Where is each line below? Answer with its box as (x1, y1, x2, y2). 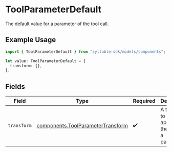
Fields (5, 82, 26, 91)
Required (133, 98, 156, 105)
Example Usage (5, 35, 56, 44)
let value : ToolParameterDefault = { (5, 58, 86, 64)
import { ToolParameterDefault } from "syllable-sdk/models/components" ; (5, 49, 166, 54)
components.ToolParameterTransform (36, 122, 128, 129)
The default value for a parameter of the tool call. (5, 21, 109, 27)
